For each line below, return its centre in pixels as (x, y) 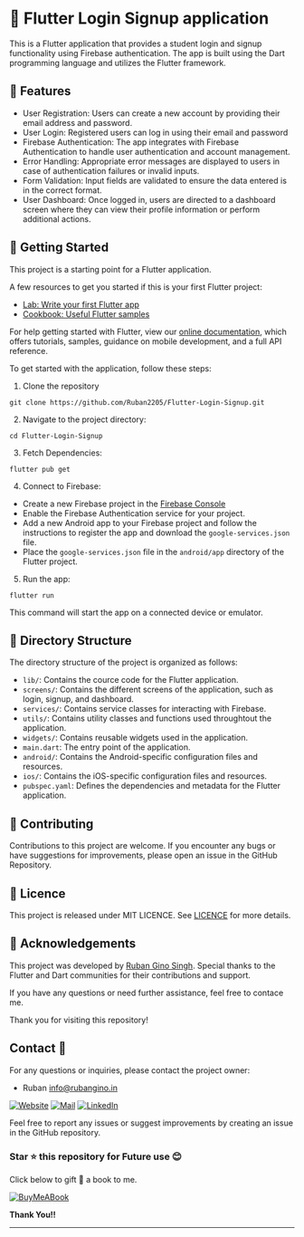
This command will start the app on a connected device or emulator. (137, 612)
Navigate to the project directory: (84, 419)
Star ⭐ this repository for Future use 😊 (96, 1156)
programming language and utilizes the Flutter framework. (118, 62)
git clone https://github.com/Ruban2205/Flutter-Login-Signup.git (137, 402)
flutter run (32, 595)
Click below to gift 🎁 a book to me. (73, 1179)
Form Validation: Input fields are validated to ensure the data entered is (155, 180)
